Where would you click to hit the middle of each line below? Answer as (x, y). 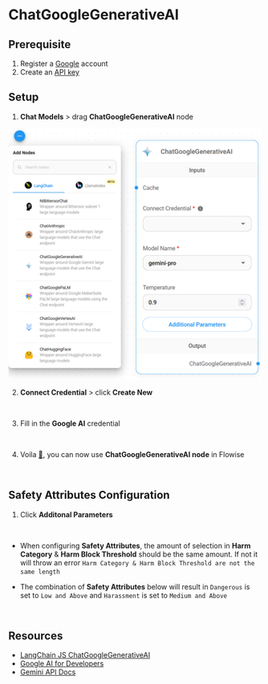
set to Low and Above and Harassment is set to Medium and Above (123, 595)
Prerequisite (40, 45)
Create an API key (50, 72)
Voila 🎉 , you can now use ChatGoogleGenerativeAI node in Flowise (132, 454)
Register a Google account (64, 63)
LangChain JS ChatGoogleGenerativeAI (85, 655)
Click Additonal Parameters (67, 514)
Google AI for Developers (62, 664)
